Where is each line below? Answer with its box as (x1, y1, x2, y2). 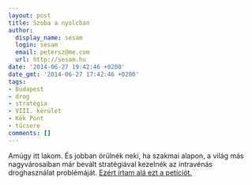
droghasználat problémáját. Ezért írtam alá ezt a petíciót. (8, 168, 192, 177)
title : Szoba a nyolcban (8, 19, 90, 27)
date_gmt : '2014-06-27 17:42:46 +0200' (8, 70, 140, 78)
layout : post (8, 11, 51, 20)
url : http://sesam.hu (15, 56, 87, 64)
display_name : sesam (15, 33, 83, 42)
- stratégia (8, 100, 47, 108)
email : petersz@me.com (15, 48, 90, 56)
